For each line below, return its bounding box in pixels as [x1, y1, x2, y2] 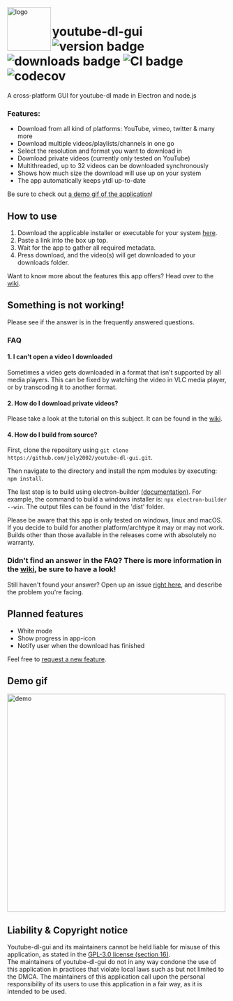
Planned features [7, 608, 84, 620]
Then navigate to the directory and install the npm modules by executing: [7, 467, 218, 475]
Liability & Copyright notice [7, 924, 128, 936]
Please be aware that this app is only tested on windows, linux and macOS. [7, 516, 223, 525]
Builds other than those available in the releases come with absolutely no [7, 531, 217, 539]
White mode [17, 626, 53, 635]
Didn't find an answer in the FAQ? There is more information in [7, 556, 222, 566]
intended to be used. [7, 987, 67, 996]
